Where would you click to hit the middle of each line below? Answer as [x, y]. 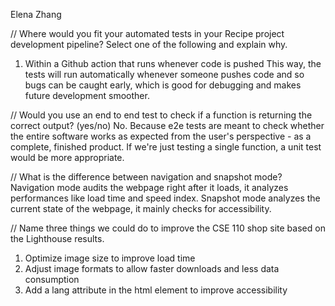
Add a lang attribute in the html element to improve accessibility [156, 290]
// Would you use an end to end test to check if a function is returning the [161, 115]
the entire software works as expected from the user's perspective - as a [161, 136]
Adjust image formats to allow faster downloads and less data [152, 268]
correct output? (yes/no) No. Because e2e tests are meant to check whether [167, 125]
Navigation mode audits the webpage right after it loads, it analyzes [149, 187]
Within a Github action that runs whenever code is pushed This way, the [173, 63]
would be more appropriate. [67, 157]
